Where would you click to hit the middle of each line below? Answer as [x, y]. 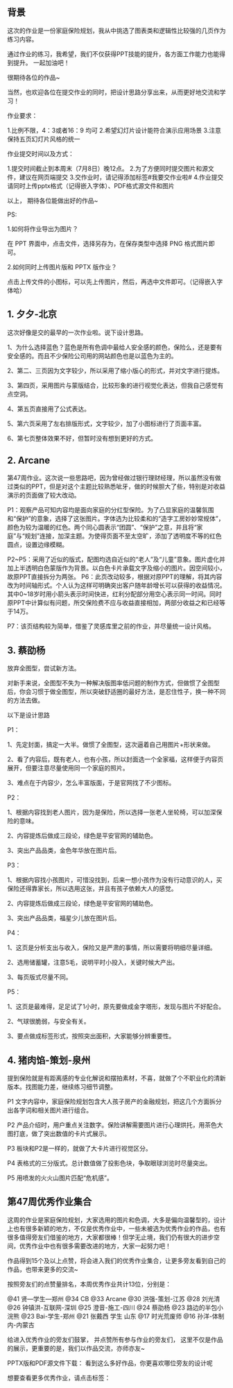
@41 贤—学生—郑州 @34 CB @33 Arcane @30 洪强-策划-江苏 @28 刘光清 [114, 1298]
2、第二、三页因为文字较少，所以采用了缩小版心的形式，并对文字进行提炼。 [115, 371]
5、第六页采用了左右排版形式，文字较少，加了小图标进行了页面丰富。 [106, 423]
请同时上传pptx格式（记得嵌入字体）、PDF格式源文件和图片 [91, 185]
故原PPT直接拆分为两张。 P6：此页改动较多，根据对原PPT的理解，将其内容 [115, 577]
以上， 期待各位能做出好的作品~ [53, 201]
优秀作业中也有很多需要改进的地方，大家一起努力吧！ [95, 1246]
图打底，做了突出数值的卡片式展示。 [59, 1134]
